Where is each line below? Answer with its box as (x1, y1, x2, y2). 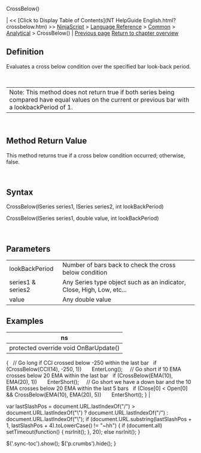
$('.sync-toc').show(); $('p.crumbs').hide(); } (6, 440, 117, 447)
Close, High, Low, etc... (62, 285, 127, 294)
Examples (6, 315, 44, 326)
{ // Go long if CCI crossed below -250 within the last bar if (6, 359, 157, 366)
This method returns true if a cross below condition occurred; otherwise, (6, 151, 185, 159)
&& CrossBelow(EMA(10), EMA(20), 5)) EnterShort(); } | (6, 391, 151, 398)
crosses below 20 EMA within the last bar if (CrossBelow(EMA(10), (6, 372, 173, 379)
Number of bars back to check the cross (62, 261, 176, 269)
